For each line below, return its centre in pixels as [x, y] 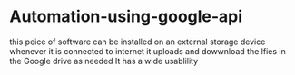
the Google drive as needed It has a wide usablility [104, 61]
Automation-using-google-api [126, 17]
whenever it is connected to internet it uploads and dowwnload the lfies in [147, 51]
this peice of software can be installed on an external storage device [138, 42]
